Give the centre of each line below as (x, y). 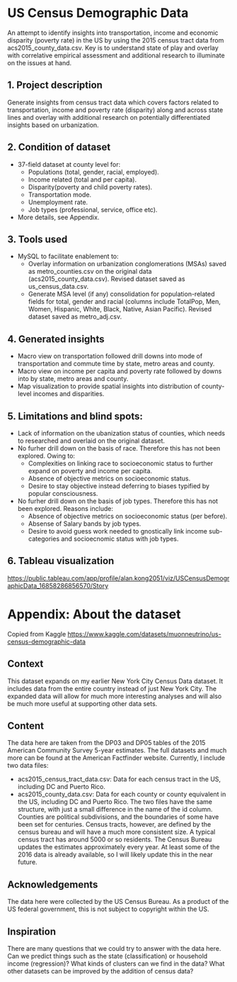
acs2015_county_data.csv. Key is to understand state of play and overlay (113, 48)
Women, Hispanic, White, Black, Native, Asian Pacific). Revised (120, 309)
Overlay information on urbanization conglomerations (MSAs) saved (127, 264)
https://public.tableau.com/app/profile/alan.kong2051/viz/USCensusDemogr (118, 578)
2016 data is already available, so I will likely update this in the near (115, 855)
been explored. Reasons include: (65, 508)
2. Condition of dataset (59, 147)
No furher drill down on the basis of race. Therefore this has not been (119, 448)
